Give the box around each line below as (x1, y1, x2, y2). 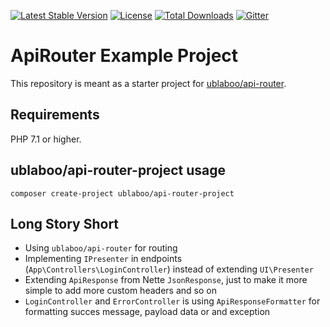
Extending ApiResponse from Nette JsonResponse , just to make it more (24, 274, 308, 286)
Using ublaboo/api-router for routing (24, 242, 178, 254)
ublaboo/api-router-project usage (10, 162, 227, 179)
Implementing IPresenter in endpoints (24, 253, 183, 265)
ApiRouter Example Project (10, 45, 239, 67)
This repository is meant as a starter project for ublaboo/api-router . (10, 77, 287, 89)
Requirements (10, 106, 100, 124)
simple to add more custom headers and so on (24, 285, 217, 297)
